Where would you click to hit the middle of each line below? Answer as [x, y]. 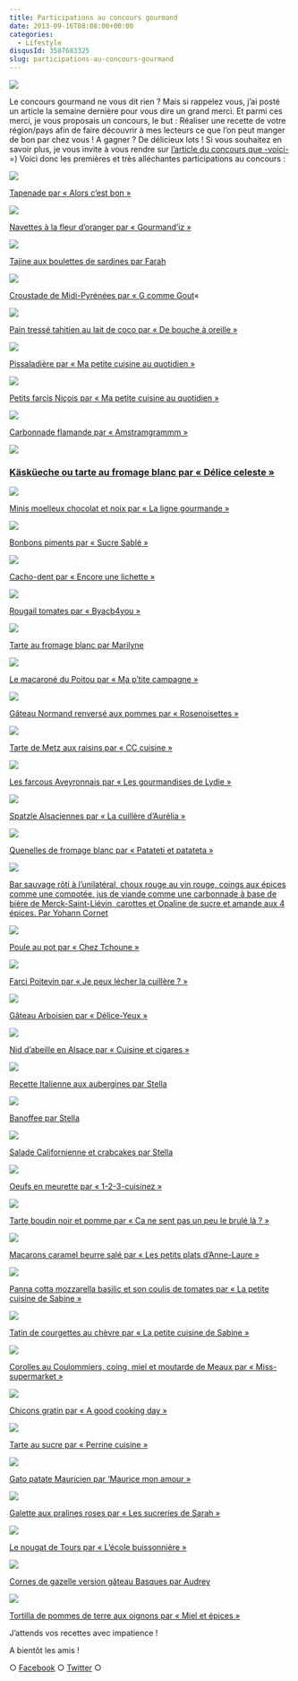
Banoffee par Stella [45, 1118]
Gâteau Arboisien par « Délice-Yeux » [78, 1016]
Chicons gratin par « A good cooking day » [88, 1411]
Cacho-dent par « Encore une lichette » [82, 577]
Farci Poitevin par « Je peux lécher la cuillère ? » [98, 982]
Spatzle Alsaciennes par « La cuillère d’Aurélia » [98, 816]
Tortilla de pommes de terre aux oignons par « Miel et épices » [125, 1616]
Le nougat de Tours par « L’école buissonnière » [98, 1547]
